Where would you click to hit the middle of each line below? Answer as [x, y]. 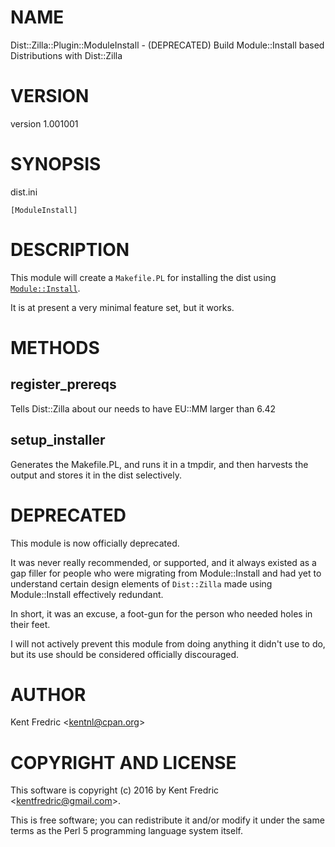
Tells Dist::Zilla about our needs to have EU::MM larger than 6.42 [143, 408]
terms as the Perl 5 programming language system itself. [126, 831]
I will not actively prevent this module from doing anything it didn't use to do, [168, 643]
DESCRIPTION [70, 250]
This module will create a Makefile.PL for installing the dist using [143, 277]
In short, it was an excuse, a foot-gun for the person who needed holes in [161, 613]
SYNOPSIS [56, 164]
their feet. [30, 624]
